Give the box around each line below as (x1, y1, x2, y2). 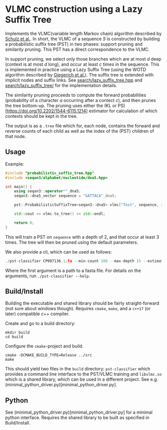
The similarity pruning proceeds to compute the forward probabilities (5, 92, 147, 98)
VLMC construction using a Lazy (5, 3, 143, 15)
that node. (5, 133, 26, 139)
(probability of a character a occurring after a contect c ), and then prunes (5, 97, 156, 103)
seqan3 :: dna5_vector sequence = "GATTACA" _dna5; (14, 193, 117, 198)
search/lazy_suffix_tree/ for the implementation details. (5, 82, 118, 88)
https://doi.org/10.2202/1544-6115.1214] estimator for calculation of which (6, 108, 158, 114)
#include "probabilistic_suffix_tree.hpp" (5, 171, 94, 175)
